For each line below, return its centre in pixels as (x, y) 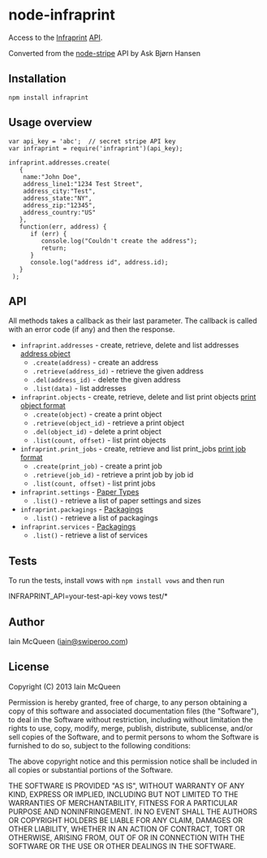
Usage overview (50, 122)
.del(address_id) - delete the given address (106, 380)
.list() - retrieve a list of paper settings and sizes (116, 501)
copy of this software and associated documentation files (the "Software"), (134, 711)
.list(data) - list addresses (79, 389)
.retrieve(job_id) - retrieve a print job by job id (113, 475)
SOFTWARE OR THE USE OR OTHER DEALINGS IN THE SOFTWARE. (122, 846)
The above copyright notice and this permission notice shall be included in (133, 761)
